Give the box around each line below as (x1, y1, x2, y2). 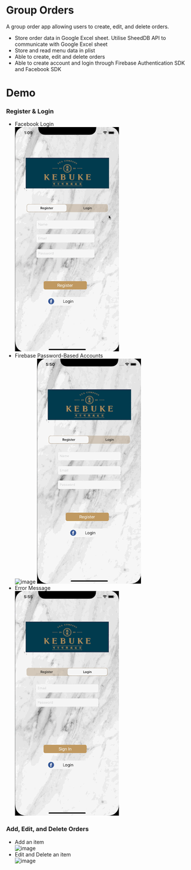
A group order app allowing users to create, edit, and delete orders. (6, 23, 169, 30)
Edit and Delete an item (14, 851, 72, 858)
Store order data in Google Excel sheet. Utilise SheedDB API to (14, 34, 166, 41)
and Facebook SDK (14, 65, 62, 72)
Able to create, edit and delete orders (14, 53, 106, 60)
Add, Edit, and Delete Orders (6, 825, 89, 833)
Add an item (14, 838, 44, 845)
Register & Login (6, 107, 54, 115)
